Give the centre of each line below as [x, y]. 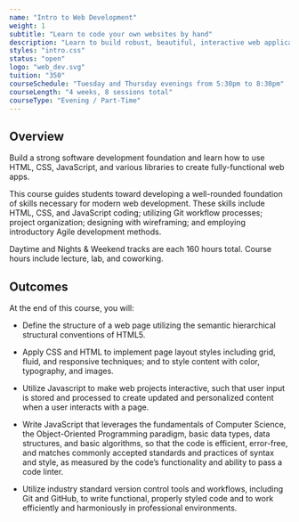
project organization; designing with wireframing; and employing [128, 223]
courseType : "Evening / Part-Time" [75, 100]
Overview [37, 136]
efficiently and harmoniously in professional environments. [129, 508]
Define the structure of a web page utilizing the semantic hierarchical [149, 325]
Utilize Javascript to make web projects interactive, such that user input [154, 388]
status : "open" [37, 59]
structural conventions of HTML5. [84, 334]
